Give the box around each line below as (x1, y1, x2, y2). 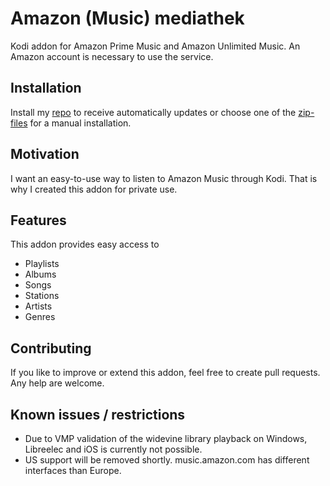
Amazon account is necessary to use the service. (10, 50, 214, 62)
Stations (24, 290, 60, 302)
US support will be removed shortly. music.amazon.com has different (24, 454, 310, 466)
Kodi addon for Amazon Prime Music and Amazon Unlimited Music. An (10, 40, 301, 52)
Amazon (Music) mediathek (10, 7, 245, 30)
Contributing (10, 340, 92, 357)
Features (10, 212, 67, 229)
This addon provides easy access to (10, 238, 160, 251)
